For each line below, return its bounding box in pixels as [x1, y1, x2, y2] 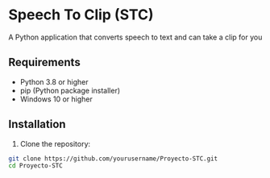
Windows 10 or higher [19, 94, 93, 104]
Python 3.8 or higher [19, 77, 89, 86]
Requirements [8, 56, 81, 69]
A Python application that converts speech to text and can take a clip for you [8, 32, 263, 42]
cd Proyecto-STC [8, 162, 63, 170]
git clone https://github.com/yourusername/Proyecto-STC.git [8, 155, 218, 163]
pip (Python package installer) [19, 85, 121, 95]
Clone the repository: [19, 139, 91, 148]
